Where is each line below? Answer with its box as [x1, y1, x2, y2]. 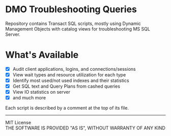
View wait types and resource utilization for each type [12, 71, 126, 77]
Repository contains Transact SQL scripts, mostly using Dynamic [5, 20, 141, 26]
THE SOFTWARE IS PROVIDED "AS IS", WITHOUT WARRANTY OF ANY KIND [5, 125, 165, 131]
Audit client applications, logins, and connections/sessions [12, 66, 136, 72]
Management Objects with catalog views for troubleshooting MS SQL [5, 25, 150, 32]
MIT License [5, 120, 32, 126]
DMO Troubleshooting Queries [5, 4, 137, 15]
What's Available [5, 49, 79, 61]
